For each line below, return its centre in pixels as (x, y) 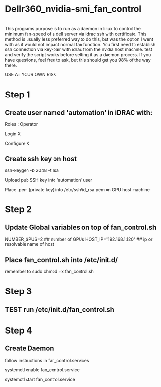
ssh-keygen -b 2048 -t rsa (32, 170)
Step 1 (18, 95)
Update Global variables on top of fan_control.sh (81, 227)
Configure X (17, 144)
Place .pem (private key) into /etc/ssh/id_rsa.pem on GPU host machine (77, 190)
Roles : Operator (22, 124)
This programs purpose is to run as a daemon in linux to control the (73, 29)
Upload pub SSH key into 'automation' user (49, 180)
